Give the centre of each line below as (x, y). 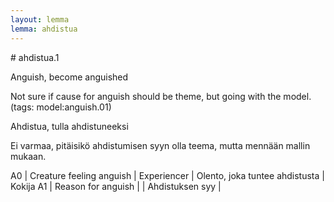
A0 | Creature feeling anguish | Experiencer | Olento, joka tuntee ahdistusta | (167, 175)
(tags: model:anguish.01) (61, 107)
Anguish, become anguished (69, 77)
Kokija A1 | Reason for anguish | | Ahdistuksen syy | (116, 186)
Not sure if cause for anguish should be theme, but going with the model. (161, 96)
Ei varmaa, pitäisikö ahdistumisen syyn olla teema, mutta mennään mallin (160, 145)
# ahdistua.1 (35, 57)
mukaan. (28, 156)
